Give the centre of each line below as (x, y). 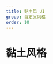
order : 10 (18, 22)
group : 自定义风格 (26, 17)
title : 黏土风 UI (25, 11)
